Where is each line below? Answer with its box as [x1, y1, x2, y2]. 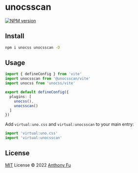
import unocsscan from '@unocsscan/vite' [5, 76, 91, 81]
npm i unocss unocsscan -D [5, 45, 60, 50]
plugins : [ [9, 94, 32, 99]
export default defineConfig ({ [5, 90, 69, 95]
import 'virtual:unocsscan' [5, 136, 63, 141]
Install [5, 32, 24, 40]
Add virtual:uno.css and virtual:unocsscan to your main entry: [5, 121, 134, 127]
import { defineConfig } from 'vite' [5, 72, 82, 77]
